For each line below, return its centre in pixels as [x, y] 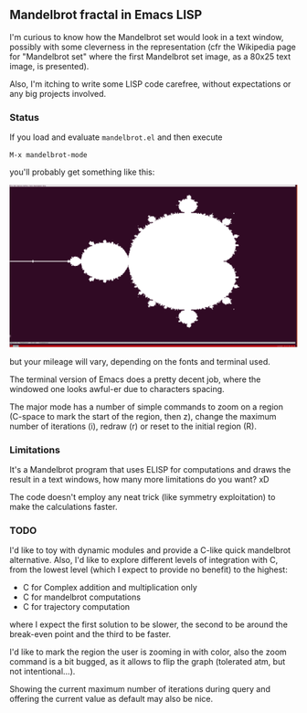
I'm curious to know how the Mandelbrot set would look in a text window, [147, 37]
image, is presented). [49, 66]
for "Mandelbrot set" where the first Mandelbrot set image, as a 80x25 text [150, 56]
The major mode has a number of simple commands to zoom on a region [146, 407]
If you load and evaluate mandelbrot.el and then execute [116, 137]
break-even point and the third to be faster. [90, 634]
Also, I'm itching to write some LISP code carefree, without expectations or [150, 84]
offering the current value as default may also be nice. [111, 699]
